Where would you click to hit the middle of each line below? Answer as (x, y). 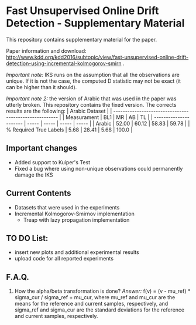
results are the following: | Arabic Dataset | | (59, 111)
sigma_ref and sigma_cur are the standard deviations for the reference (99, 310)
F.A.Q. (18, 277)
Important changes (42, 148)
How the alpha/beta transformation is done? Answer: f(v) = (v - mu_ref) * (102, 291)
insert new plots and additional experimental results (77, 252)
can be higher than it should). (42, 87)
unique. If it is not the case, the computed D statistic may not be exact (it (94, 81)
